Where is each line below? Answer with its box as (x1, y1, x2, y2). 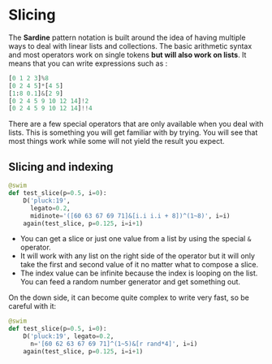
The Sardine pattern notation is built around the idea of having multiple (8, 32, 246, 42)
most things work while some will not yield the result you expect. (8, 136, 225, 146)
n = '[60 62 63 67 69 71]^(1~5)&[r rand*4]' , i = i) (29, 340, 198, 348)
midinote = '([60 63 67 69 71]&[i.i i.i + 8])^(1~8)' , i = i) (29, 211, 231, 220)
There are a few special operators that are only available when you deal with (8, 119, 264, 129)
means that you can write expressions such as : (8, 58, 168, 68)
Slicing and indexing (8, 160, 114, 174)
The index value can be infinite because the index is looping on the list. (19, 268, 258, 278)
